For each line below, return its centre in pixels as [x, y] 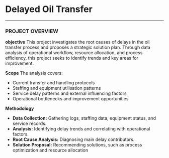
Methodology [20, 108]
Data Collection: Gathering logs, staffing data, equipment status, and [84, 118]
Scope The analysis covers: [34, 73]
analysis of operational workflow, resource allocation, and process [74, 53]
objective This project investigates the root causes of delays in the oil [77, 42]
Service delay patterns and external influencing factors [69, 93]
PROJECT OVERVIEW [32, 31]
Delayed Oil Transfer [49, 9]
